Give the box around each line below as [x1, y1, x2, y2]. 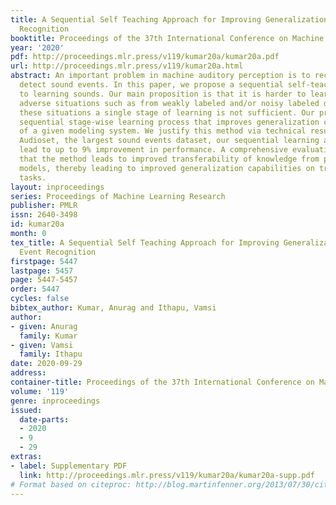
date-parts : [19, 414, 70, 425]
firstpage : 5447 [10, 256, 78, 266]
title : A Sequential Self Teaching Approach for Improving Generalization [10, 14, 329, 25]
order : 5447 [10, 284, 60, 295]
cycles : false [10, 294, 70, 304]
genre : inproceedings [10, 396, 101, 406]
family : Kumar [19, 331, 78, 341]
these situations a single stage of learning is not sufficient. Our [19, 107, 315, 118]
